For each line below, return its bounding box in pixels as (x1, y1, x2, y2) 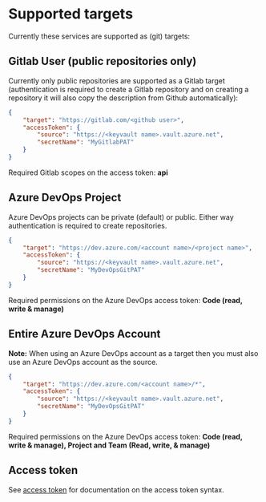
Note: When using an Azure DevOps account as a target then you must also (8, 348, 259, 358)
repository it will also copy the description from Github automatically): (8, 93, 239, 103)
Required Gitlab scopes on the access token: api (8, 168, 168, 177)
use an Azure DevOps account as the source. (8, 357, 158, 366)
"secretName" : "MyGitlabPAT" (37, 138, 135, 147)
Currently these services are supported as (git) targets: (8, 31, 191, 41)
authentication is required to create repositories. (8, 221, 167, 230)
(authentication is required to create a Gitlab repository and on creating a (8, 84, 249, 94)
